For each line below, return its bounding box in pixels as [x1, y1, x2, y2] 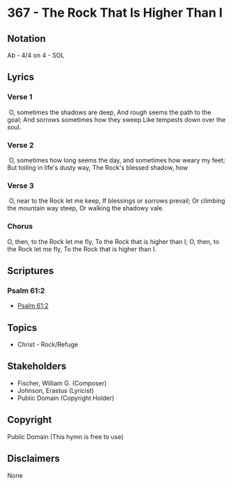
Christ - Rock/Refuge [17, 340, 79, 349]
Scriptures [7, 265, 54, 277]
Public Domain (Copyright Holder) [17, 394, 115, 402]
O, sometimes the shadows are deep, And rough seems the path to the [8, 108, 211, 116]
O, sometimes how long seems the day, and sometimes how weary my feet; [8, 155, 225, 164]
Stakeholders [7, 360, 67, 372]
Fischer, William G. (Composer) [17, 378, 107, 387]
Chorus [7, 222, 33, 231]
